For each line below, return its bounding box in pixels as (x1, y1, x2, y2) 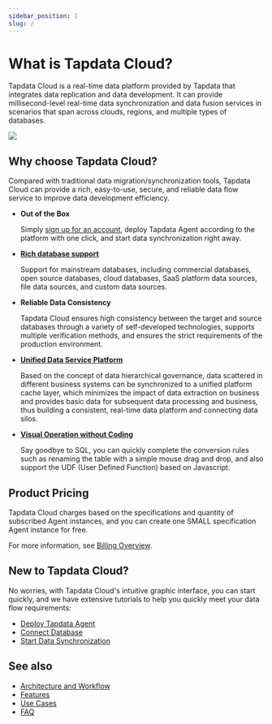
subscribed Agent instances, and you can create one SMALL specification (8, 516, 257, 526)
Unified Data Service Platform (19, 355, 123, 365)
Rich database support (19, 249, 99, 259)
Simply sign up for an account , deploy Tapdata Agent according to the (19, 225, 256, 235)
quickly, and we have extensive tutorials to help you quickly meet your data (8, 594, 260, 604)
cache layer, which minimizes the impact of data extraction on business (19, 388, 260, 398)
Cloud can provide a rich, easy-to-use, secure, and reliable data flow (8, 184, 239, 195)
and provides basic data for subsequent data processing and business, (19, 397, 258, 407)
